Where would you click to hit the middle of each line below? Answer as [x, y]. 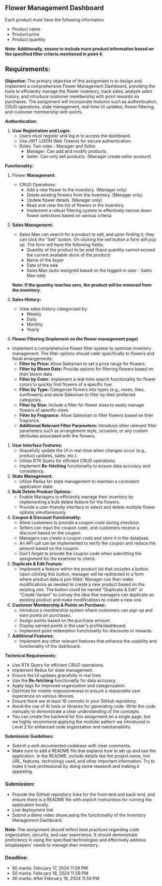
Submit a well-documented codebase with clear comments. [72, 745]
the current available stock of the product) [68, 255]
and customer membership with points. [44, 112]
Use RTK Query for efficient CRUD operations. [58, 665]
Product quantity [29, 39]
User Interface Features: [37, 445]
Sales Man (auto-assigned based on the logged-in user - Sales [89, 270]
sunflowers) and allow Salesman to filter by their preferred [77, 394]
